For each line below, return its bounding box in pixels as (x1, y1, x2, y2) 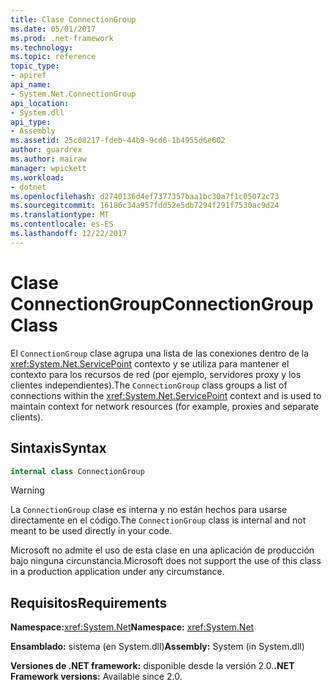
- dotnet (10, 182, 47, 192)
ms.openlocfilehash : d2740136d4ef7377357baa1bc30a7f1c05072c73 (10, 191, 280, 201)
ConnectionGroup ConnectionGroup (10, 292, 314, 315)
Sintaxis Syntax (10, 440, 107, 457)
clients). (10, 411, 44, 423)
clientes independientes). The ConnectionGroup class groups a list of (10, 379, 288, 391)
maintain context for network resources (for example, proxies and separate (10, 400, 320, 412)
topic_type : (10, 61, 60, 71)
